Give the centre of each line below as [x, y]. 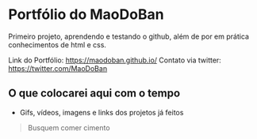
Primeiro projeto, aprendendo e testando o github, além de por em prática [129, 36]
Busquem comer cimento [69, 127]
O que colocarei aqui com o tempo [94, 94]
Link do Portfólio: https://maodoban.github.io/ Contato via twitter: [115, 60]
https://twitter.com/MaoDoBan [58, 68]
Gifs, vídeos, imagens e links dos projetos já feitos [102, 112]
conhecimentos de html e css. [58, 44]
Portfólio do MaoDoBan [86, 15]
